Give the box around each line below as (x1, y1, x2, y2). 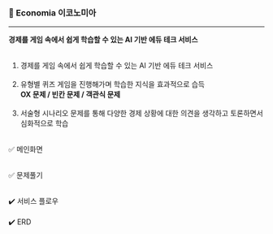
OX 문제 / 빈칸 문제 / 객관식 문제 (19, 89, 120, 99)
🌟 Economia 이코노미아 (8, 6, 97, 18)
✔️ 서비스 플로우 (8, 197, 59, 206)
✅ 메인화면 (8, 145, 43, 154)
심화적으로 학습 (19, 119, 69, 128)
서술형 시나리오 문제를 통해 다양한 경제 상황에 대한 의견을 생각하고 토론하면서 (19, 108, 264, 119)
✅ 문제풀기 (8, 171, 43, 180)
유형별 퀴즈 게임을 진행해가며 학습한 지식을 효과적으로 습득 (19, 80, 206, 89)
